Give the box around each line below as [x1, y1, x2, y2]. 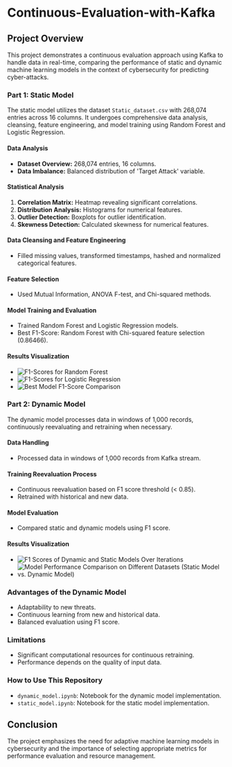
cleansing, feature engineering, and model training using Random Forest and [7, 121, 226, 129]
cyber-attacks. [7, 73, 49, 81]
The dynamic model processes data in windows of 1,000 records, [7, 415, 194, 424]
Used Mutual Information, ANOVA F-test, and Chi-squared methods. [17, 290, 212, 299]
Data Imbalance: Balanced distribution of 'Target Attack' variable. [17, 166, 206, 175]
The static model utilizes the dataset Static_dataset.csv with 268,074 [7, 106, 207, 114]
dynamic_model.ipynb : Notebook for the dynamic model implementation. [17, 691, 222, 700]
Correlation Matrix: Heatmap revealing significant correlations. [17, 198, 198, 206]
